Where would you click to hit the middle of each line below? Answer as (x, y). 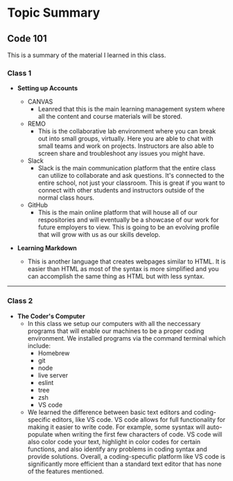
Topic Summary (54, 13)
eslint (46, 382)
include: (39, 345)
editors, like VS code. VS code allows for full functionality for (139, 419)
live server (53, 375)
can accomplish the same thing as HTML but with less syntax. (116, 277)
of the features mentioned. (66, 471)
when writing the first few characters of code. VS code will (138, 434)
